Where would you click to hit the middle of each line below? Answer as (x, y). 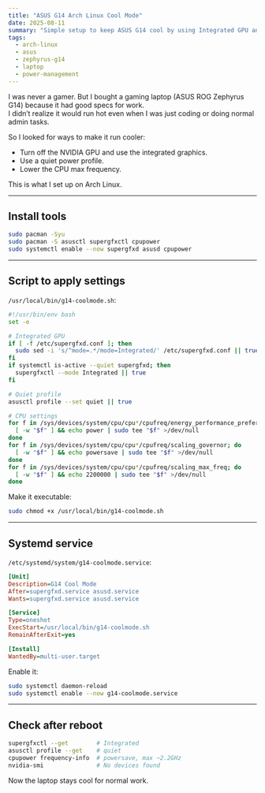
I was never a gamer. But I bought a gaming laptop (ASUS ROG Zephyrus (126, 96)
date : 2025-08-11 (37, 23)
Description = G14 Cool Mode (52, 584)
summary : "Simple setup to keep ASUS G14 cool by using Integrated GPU (128, 30)
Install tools (37, 216)
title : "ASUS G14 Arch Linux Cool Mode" (76, 15)
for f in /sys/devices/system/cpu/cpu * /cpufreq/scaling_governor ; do (125, 445)
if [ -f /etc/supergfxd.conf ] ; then (70, 344)
